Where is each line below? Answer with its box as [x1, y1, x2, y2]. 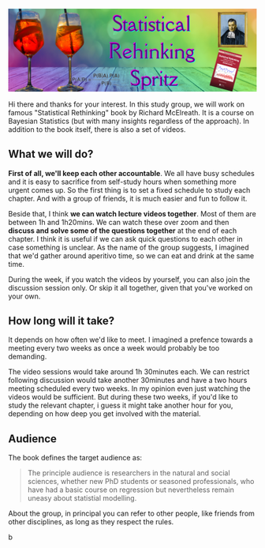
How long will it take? [8, 314, 115, 328]
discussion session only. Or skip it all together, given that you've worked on [8, 283, 253, 292]
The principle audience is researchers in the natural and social [27, 468, 230, 478]
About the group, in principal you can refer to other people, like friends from [8, 509, 255, 518]
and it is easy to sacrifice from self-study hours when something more [8, 177, 237, 186]
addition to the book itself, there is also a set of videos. [8, 124, 186, 134]
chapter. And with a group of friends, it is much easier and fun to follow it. [8, 193, 248, 203]
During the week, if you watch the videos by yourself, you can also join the [8, 274, 251, 284]
